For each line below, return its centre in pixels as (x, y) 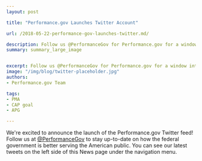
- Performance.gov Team (36, 83)
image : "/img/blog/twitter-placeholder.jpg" (63, 72)
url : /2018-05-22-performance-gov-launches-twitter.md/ (78, 34)
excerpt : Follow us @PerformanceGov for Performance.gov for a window (96, 66)
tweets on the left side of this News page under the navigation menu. (92, 152)
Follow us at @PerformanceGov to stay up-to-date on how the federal (93, 139)
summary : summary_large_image (44, 50)
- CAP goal (20, 105)
